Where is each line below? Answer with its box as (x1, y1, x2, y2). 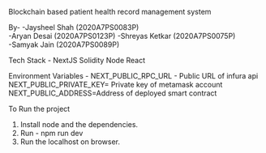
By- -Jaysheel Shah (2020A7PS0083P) (8, 23, 139, 32)
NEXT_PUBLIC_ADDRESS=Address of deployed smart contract (8, 88, 217, 98)
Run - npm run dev (19, 129, 84, 138)
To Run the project (8, 104, 71, 113)
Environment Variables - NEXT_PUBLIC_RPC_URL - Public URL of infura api (8, 71, 259, 80)
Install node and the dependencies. (19, 120, 139, 129)
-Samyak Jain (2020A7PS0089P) (8, 40, 120, 49)
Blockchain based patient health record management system (8, 7, 212, 16)
